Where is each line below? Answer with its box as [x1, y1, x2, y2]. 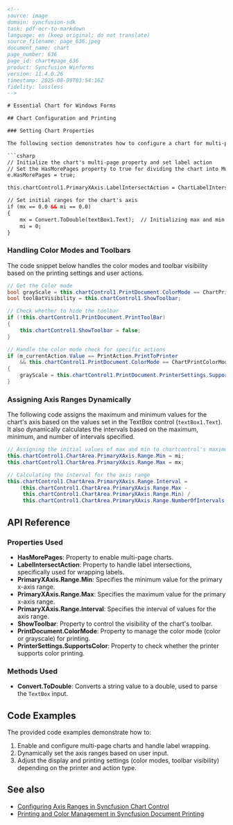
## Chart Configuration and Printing [7, 115, 116, 122]
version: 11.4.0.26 [7, 70, 64, 77]
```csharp [7, 152, 36, 159]
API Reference [7, 517, 71, 528]
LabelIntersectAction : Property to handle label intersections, [17, 560, 192, 569]
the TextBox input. [17, 690, 68, 698]
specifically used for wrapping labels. [17, 567, 125, 576]
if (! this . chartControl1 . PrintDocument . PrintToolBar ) [7, 314, 166, 322]
